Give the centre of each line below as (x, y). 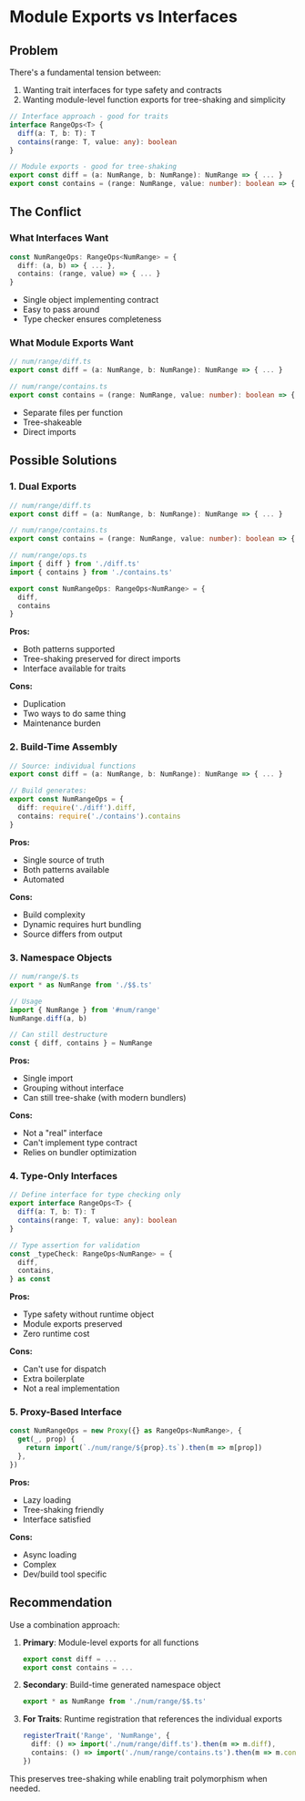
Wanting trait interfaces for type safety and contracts (122, 90)
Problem (34, 51)
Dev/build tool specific (65, 1574)
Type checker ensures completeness (92, 319)
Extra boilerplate (53, 1379)
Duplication (44, 704)
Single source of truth (63, 860)
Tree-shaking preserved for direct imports (102, 659)
